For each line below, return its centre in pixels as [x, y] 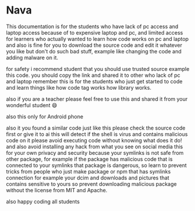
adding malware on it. [32, 57]
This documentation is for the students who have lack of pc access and [92, 26]
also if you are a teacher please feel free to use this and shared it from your [97, 99]
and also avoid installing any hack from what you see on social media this [95, 147]
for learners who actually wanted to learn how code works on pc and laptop [97, 39]
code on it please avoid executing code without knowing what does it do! [94, 140]
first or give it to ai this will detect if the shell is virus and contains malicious [97, 134]
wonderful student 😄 [32, 105]
